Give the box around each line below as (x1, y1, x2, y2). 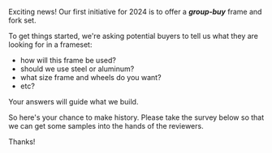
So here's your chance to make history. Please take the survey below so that (8, 113, 265, 122)
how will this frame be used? (19, 56, 116, 65)
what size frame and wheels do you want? (19, 73, 162, 82)
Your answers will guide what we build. (8, 97, 139, 106)
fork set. (8, 15, 37, 25)
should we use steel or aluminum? (19, 64, 135, 74)
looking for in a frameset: (8, 40, 93, 49)
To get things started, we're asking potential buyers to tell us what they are (8, 32, 258, 40)
